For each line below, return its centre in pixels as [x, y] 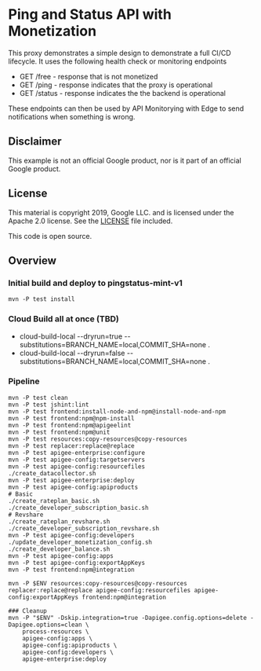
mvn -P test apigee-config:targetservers [77, 460]
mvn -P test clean [38, 398]
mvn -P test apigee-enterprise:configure [77, 453]
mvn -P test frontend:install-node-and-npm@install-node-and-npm [117, 411]
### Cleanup [27, 610]
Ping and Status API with [90, 15]
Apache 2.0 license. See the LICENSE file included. [91, 221]
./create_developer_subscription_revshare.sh [83, 528]
